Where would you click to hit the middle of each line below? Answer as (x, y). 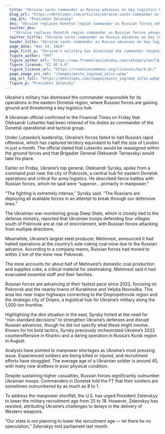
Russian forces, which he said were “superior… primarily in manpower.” (77, 184)
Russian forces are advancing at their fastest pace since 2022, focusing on (81, 284)
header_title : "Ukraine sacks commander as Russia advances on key (80, 42)
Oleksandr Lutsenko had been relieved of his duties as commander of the (79, 122)
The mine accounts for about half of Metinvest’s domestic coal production (80, 264)
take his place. (20, 158)
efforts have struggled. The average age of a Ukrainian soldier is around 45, (82, 360)
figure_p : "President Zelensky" (43, 83)
